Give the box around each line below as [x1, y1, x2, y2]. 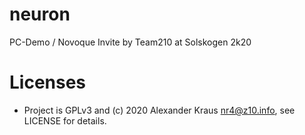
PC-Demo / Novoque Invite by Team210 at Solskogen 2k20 [9, 36, 252, 48]
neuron [9, 3, 71, 26]
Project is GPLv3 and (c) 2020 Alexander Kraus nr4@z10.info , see [23, 104, 296, 116]
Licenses [9, 71, 87, 94]
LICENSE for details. [23, 114, 107, 127]
